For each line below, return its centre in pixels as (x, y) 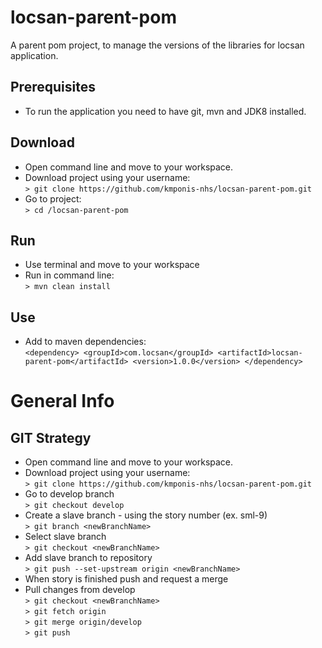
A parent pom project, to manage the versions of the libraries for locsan (157, 45)
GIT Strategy (51, 437)
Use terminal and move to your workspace (112, 265)
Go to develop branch (69, 494)
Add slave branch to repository (88, 558)
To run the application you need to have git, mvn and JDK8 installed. (165, 111)
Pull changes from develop (80, 590)
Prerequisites (53, 87)
